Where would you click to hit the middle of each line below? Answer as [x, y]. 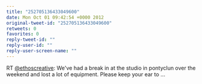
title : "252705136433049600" [43, 12]
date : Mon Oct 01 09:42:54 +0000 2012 [55, 17]
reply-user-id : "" [29, 46]
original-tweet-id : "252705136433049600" [59, 23]
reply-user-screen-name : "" [42, 51]
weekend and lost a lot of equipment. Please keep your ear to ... [86, 74]
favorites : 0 [23, 34]
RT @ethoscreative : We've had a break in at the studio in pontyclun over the [101, 68]
